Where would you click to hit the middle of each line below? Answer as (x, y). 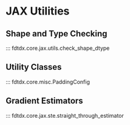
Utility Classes (34, 67)
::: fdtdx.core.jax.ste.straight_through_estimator (65, 115)
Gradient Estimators (44, 101)
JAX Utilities (38, 11)
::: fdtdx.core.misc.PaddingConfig (48, 82)
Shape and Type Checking (56, 34)
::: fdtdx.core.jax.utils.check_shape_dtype (58, 48)
